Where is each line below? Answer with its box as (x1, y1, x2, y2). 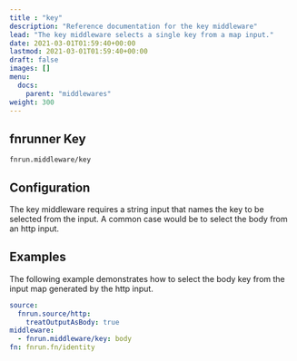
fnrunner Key (9, 131, 86, 146)
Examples (9, 249, 66, 265)
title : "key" (9, 13, 64, 23)
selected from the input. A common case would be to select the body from (9, 214, 288, 224)
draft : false (9, 55, 59, 64)
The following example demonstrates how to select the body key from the (9, 273, 286, 284)
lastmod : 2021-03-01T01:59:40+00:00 (9, 47, 148, 56)
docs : (17, 81, 39, 90)
